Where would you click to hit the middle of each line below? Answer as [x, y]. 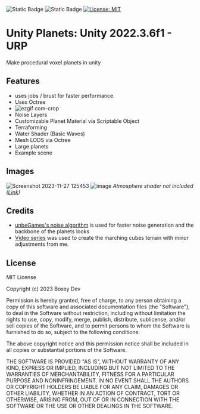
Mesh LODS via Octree [43, 140]
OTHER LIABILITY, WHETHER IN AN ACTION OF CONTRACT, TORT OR [93, 393]
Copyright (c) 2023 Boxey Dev [43, 289]
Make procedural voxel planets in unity [54, 62]
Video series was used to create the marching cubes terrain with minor [102, 238]
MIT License [21, 277]
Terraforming [31, 127]
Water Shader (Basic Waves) [50, 134]
